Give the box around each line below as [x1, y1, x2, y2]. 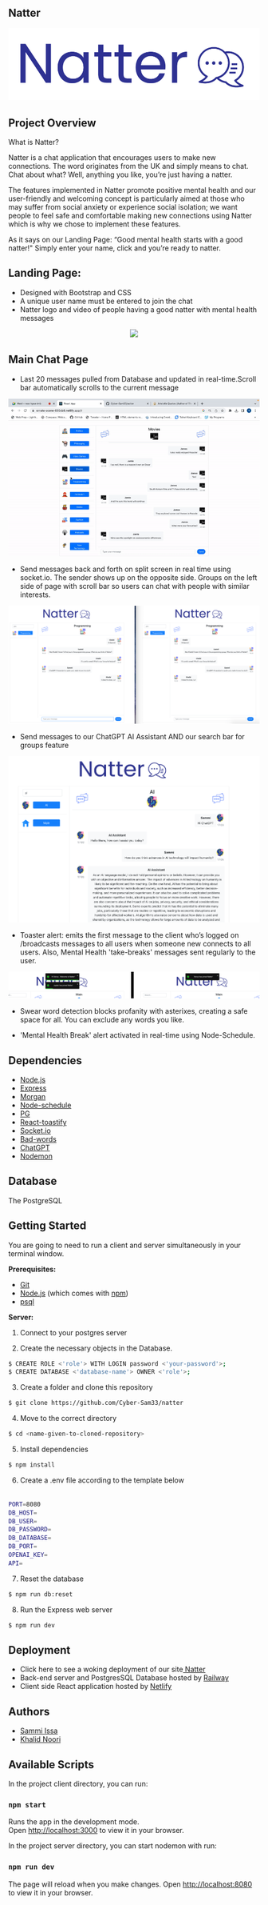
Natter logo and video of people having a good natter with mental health [19, 304, 258, 314]
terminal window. [8, 1248, 65, 1259]
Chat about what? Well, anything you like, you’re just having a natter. [8, 170, 233, 179]
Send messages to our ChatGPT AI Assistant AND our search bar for [19, 732, 245, 742]
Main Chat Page [8, 353, 89, 366]
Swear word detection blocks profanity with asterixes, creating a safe [19, 1007, 249, 1016]
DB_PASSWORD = [8, 1526, 52, 1534]
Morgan [19, 1091, 46, 1101]
